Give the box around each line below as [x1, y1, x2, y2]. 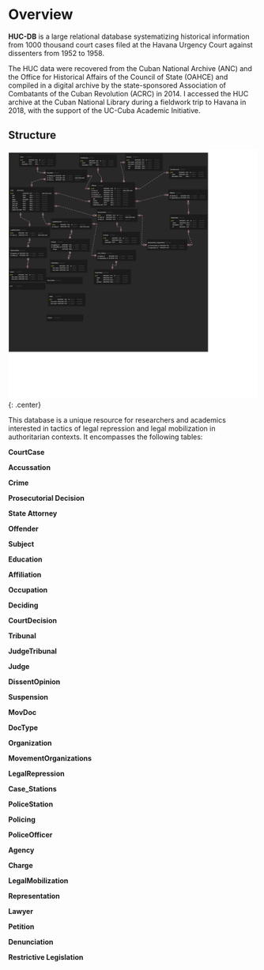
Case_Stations [8, 784, 57, 793]
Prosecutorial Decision [8, 493, 85, 502]
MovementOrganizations [8, 753, 92, 763]
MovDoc [8, 707, 37, 716]
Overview [8, 6, 74, 24]
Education [8, 555, 43, 564]
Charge [8, 860, 33, 870]
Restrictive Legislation [8, 952, 84, 961]
